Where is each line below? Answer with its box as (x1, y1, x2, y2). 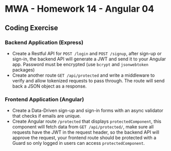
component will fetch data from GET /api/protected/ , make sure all (12, 124, 154, 130)
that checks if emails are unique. (12, 113, 81, 119)
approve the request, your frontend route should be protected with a (12, 135, 157, 141)
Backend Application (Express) (5, 39, 84, 46)
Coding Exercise (5, 24, 58, 32)
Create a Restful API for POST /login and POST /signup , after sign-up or (12, 50, 162, 56)
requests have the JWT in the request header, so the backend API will (12, 129, 160, 136)
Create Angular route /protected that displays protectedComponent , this (12, 118, 162, 124)
